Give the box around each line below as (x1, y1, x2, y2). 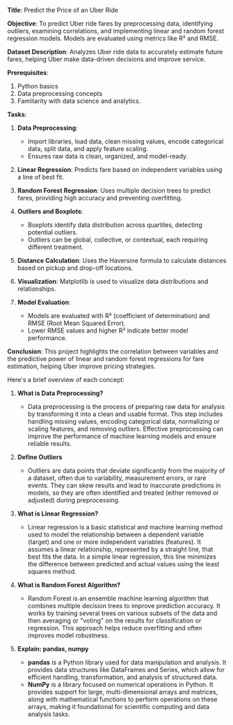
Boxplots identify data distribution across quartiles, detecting (27, 221, 203, 229)
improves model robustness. (27, 631, 110, 639)
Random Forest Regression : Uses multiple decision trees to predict (17, 186, 211, 194)
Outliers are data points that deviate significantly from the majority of (27, 466, 225, 475)
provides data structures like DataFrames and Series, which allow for (27, 666, 225, 674)
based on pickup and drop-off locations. (17, 264, 134, 272)
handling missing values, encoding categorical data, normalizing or (27, 417, 220, 425)
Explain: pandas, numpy (17, 645, 89, 653)
